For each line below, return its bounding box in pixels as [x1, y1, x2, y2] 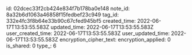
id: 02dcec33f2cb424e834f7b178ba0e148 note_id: [6, 5, 130, 12]
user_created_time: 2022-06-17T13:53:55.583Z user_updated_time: [6, 30, 170, 37]
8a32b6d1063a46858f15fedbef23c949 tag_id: [6, 11, 119, 18]
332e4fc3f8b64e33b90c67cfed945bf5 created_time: [6, 18, 136, 24]
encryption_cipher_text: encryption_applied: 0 [59, 36, 171, 43]
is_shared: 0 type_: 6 [6, 42, 57, 49]
